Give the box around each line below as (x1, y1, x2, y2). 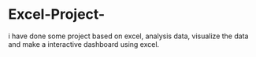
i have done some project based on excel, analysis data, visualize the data (8, 31, 249, 41)
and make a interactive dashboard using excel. (8, 39, 160, 48)
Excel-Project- (8, 5, 106, 23)
